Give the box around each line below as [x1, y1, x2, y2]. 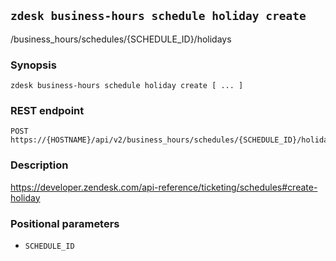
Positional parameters [10, 216, 120, 230]
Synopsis [10, 58, 57, 72]
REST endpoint [10, 104, 85, 118]
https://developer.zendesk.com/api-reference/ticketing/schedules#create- [10, 181, 318, 193]
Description [10, 158, 69, 172]
